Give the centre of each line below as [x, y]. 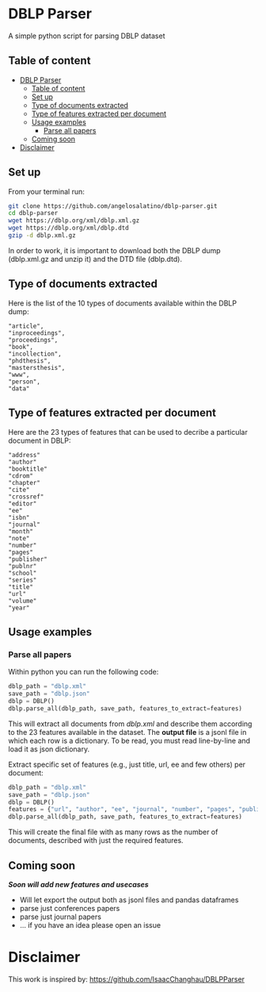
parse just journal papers [60, 917]
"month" [21, 531]
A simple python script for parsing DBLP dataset [87, 36]
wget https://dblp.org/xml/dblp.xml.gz [74, 221]
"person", [25, 382]
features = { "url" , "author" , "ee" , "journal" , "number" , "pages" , [122, 809]
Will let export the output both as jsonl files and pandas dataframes [129, 900]
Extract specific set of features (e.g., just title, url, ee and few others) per [127, 764]
